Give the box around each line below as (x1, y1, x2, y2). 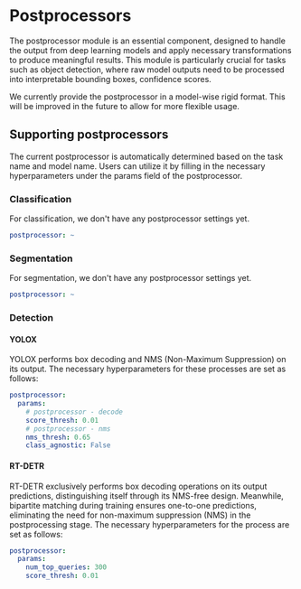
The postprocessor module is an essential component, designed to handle (9, 35, 287, 46)
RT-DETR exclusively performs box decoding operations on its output (9, 481, 268, 491)
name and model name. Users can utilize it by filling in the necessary (9, 160, 266, 172)
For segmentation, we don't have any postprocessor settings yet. (9, 273, 252, 284)
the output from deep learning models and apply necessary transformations (9, 44, 292, 55)
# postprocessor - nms (25, 424, 111, 434)
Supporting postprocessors (9, 127, 169, 143)
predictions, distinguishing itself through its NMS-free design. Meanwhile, (9, 490, 285, 501)
